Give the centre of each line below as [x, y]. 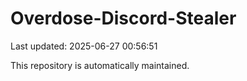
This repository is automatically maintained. [100, 65]
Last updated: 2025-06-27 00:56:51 [84, 46]
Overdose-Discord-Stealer [123, 18]
